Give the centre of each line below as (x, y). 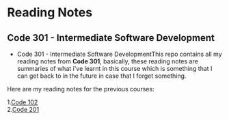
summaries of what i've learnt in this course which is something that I (114, 69)
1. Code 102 (23, 102)
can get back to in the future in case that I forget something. (102, 76)
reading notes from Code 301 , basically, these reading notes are (107, 61)
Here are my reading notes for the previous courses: (81, 89)
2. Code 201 (23, 109)
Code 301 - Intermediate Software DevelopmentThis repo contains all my (119, 54)
